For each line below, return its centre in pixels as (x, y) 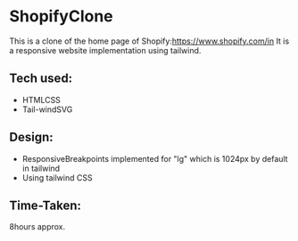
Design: (31, 137)
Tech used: (41, 79)
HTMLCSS (41, 100)
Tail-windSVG (47, 109)
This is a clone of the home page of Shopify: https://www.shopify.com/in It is (149, 41)
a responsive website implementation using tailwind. (105, 50)
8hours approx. (37, 227)
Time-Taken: (46, 205)
